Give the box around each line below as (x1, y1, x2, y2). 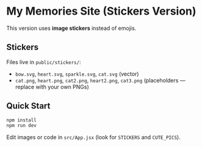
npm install (6, 117, 37, 123)
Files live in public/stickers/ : (6, 58, 81, 65)
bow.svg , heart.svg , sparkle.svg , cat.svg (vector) (15, 70, 139, 77)
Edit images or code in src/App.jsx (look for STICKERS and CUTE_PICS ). (6, 134, 181, 141)
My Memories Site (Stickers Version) (6, 4, 197, 18)
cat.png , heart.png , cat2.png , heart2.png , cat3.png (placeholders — (15, 76, 186, 84)
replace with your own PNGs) (15, 83, 90, 90)
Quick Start (6, 101, 51, 111)
